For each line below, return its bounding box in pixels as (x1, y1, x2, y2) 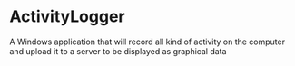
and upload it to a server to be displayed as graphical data (9, 45, 227, 56)
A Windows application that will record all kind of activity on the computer (9, 36, 286, 47)
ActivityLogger (9, 6, 125, 27)
